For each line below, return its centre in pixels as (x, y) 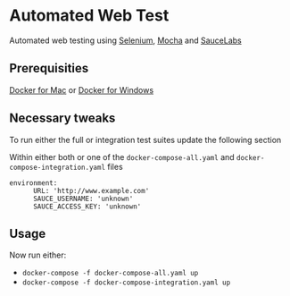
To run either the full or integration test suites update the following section (145, 140)
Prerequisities (49, 68)
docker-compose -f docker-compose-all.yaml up (110, 274)
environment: (33, 183)
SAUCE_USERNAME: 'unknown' (83, 199)
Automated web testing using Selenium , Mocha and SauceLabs (126, 40)
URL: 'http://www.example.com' (91, 190)
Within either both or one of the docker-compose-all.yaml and (122, 156)
